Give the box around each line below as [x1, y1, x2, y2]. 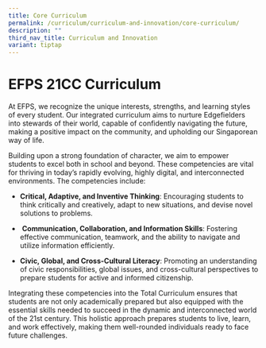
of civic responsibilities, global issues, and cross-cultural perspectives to [19, 265, 259, 274]
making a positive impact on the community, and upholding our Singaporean [8, 127, 258, 137]
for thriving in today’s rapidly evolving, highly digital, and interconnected [8, 168, 245, 177]
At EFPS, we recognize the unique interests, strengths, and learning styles [8, 102, 251, 111]
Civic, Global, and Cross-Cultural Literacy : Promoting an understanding [19, 256, 257, 266]
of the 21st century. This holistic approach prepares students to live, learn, [8, 314, 252, 323]
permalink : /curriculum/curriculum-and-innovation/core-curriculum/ [8, 19, 240, 27]
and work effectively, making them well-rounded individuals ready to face [8, 323, 249, 332]
